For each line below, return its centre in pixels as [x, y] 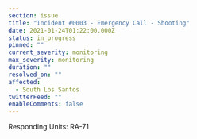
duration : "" [30, 68]
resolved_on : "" [35, 75]
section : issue [33, 15]
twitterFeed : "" [35, 97]
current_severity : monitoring [58, 52]
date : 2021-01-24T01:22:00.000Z [62, 30]
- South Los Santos [48, 89]
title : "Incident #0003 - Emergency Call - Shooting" [99, 23]
